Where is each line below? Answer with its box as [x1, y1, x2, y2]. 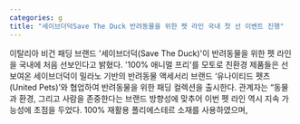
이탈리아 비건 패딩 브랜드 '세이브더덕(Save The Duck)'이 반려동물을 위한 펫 [9, 47, 275, 59]
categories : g [9, 13, 63, 23]
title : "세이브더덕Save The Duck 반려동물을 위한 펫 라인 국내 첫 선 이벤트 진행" [9, 22, 285, 31]
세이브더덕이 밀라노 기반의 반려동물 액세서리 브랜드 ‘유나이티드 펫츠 [33, 70, 271, 81]
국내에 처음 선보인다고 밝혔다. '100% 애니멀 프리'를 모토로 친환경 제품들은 [18, 59, 279, 70]
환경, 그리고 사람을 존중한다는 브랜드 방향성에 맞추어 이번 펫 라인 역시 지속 [18, 92, 280, 104]
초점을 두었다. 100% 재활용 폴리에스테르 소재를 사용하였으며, [33, 104, 248, 115]
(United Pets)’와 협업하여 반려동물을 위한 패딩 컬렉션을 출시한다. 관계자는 [9, 81, 269, 92]
